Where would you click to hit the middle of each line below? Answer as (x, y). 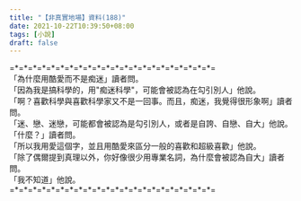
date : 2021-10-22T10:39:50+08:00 (72, 26)
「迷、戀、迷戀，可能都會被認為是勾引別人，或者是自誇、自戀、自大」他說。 (151, 124)
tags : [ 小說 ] (32, 34)
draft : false (34, 43)
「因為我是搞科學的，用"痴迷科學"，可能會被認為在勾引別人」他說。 (135, 90)
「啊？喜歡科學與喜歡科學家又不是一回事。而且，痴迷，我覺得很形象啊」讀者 (151, 101)
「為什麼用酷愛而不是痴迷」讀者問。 (76, 79)
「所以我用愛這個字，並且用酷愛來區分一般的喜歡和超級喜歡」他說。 (135, 146)
